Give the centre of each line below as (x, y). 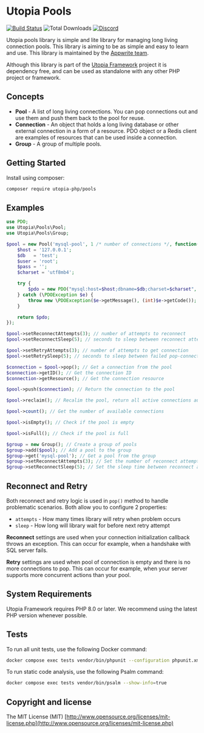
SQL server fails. (27, 550)
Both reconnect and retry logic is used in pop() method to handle (87, 500)
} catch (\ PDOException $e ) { (56, 295)
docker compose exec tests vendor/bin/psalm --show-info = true (87, 683)
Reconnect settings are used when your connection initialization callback (98, 537)
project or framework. (33, 77)
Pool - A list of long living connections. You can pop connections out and (107, 112)
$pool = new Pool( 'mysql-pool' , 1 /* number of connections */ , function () (104, 244)
